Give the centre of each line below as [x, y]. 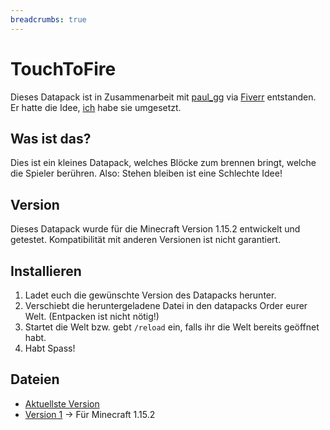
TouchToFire [63, 68]
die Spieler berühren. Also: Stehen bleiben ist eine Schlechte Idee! [146, 173]
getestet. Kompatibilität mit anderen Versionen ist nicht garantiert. [146, 240]
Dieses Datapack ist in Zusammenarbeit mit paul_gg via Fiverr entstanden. [163, 97]
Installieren [46, 271]
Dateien [35, 379]
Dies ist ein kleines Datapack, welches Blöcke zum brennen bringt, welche [163, 163]
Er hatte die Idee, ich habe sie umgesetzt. [96, 107]
